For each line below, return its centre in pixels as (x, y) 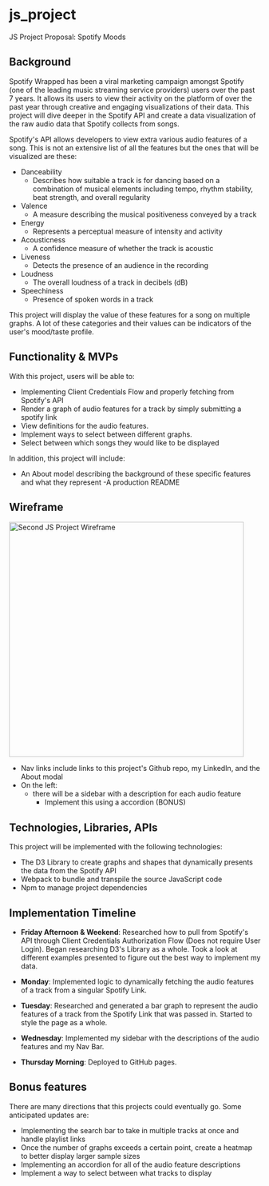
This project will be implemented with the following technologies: (116, 847)
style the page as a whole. (64, 1022)
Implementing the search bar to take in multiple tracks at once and (130, 1130)
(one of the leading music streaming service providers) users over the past (132, 90)
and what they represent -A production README (100, 482)
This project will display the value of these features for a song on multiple (130, 314)
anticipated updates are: (49, 1115)
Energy (32, 222)
